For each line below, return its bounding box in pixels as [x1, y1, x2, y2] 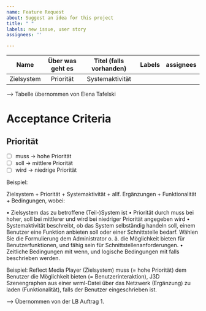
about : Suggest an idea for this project [6, 15, 114, 21]
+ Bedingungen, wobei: [6, 197, 66, 204]
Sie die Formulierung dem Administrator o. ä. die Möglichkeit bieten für [6, 235, 185, 242]
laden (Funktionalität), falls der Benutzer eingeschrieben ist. [6, 286, 158, 293]
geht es [51, 64, 74, 73]
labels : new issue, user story [6, 26, 86, 33]
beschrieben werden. [6, 255, 60, 262]
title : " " [6, 20, 34, 26]
